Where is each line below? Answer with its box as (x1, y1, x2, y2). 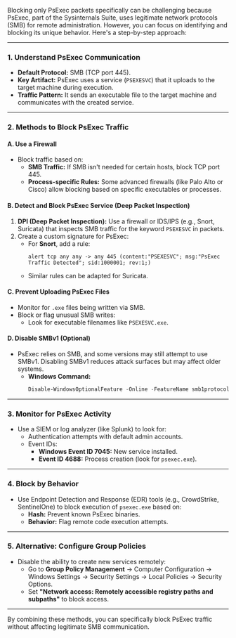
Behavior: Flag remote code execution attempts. (27, 517, 169, 526)
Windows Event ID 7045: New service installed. (38, 448, 178, 456)
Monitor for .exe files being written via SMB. (17, 303, 145, 311)
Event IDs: (27, 440, 58, 448)
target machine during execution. (17, 84, 114, 92)
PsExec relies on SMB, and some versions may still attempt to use (17, 350, 209, 358)
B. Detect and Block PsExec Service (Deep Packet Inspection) (7, 202, 190, 210)
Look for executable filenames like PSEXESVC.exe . (27, 318, 169, 326)
